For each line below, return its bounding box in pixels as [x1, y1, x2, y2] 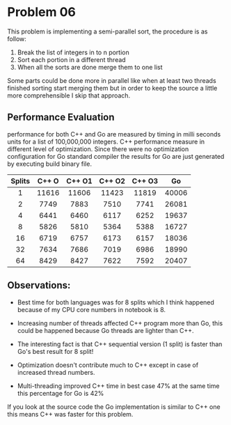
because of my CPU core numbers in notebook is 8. [17, 305, 166, 314]
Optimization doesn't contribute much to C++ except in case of [17, 360, 199, 369]
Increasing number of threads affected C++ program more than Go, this [17, 318, 223, 327]
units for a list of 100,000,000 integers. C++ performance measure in [7, 137, 205, 146]
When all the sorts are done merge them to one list [17, 63, 163, 71]
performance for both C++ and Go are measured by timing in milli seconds [7, 130, 221, 138]
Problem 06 [7, 4, 77, 20]
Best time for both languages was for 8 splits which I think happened [17, 297, 214, 307]
